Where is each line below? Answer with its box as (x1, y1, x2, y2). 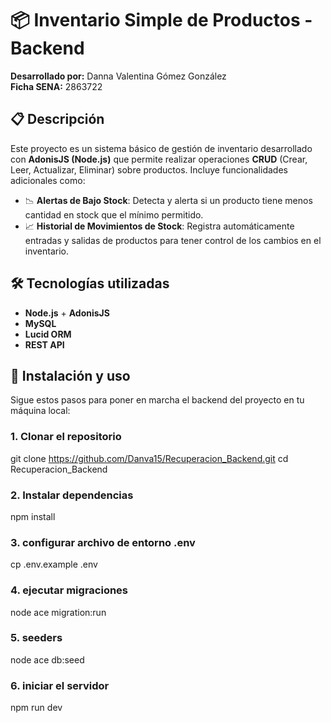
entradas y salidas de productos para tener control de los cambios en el (24, 234, 322, 246)
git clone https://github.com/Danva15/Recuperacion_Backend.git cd (10, 452, 289, 464)
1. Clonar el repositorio (10, 430, 122, 444)
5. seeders (10, 631, 63, 645)
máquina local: (10, 405, 71, 417)
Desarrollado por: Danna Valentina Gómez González (10, 70, 227, 82)
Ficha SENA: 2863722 (10, 80, 103, 92)
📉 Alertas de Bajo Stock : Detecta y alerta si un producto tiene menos (24, 194, 313, 206)
